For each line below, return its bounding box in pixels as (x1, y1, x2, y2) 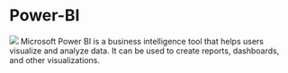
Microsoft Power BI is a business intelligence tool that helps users (20, 36, 264, 46)
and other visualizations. (9, 54, 101, 65)
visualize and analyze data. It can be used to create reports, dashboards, (9, 45, 280, 56)
